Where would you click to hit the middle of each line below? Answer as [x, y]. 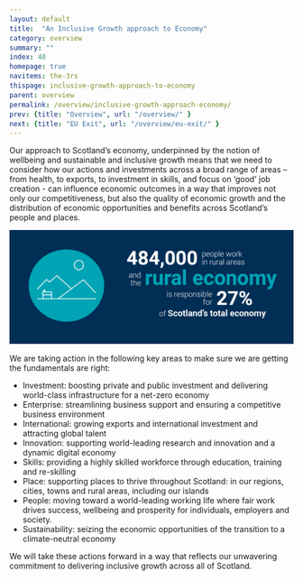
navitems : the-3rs [44, 77]
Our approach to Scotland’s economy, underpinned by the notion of [134, 151]
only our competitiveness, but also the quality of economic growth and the [147, 198]
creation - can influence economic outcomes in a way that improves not [143, 189]
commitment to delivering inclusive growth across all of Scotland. [131, 566]
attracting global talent [64, 434]
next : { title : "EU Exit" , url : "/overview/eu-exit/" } [115, 124]
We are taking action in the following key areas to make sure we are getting [149, 359]
